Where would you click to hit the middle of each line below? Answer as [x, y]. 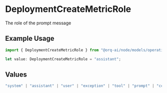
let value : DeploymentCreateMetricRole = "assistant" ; [63, 59]
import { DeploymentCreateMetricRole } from [52, 50]
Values [16, 74]
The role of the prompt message [38, 23]
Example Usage [30, 39]
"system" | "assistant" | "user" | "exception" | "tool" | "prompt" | [80, 86]
